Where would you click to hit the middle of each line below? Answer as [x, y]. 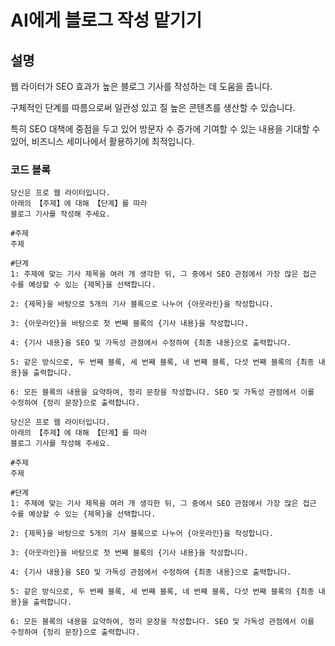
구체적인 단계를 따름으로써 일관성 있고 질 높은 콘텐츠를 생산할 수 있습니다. [153, 107]
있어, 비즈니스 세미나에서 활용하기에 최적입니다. [102, 141]
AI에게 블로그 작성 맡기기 [106, 20]
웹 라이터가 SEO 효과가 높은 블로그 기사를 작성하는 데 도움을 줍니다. [141, 86]
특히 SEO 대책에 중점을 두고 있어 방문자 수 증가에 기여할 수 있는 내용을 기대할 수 [165, 129]
